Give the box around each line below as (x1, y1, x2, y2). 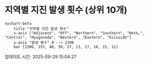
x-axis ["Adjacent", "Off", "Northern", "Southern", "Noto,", (13, 31, 145, 35)
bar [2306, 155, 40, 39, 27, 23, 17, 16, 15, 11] (13, 44, 119, 49)
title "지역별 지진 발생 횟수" (13, 26, 69, 31)
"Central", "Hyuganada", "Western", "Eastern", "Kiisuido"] (4, 35, 132, 40)
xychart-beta (4, 21, 32, 26)
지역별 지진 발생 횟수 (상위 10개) (4, 4, 128, 16)
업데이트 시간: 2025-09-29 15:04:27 (4, 54, 76, 60)
